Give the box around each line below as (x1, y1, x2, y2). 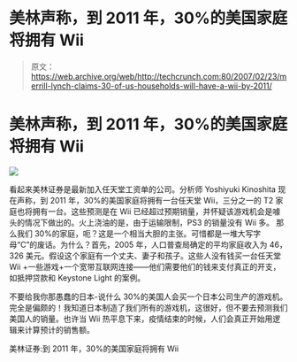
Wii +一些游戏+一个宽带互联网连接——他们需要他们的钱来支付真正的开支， (9, 261, 281, 272)
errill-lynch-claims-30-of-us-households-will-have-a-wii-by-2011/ (30, 81, 272, 91)
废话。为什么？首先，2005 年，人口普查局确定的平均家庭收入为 (36, 239, 268, 250)
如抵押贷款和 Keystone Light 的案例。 (9, 272, 146, 283)
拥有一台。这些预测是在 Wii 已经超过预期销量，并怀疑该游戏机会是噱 (32, 205, 281, 217)
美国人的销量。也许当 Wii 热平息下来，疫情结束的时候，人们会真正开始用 (9, 313, 273, 324)
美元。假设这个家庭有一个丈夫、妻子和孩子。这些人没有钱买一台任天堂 (25, 250, 281, 261)
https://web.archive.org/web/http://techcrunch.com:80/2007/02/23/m (30, 71, 287, 81)
